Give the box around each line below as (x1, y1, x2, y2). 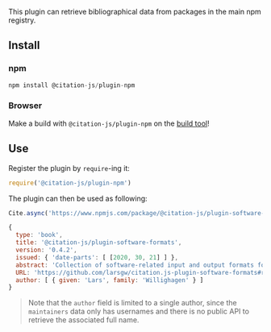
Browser (8, 100, 43, 111)
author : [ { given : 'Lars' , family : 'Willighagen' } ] (15, 276, 204, 284)
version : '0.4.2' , (15, 246, 78, 255)
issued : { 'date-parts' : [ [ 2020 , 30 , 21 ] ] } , (15, 253, 179, 261)
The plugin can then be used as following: (8, 193, 148, 203)
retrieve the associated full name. (27, 315, 140, 325)
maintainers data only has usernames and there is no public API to (27, 306, 250, 317)
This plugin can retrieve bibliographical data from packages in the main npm (8, 7, 262, 16)
